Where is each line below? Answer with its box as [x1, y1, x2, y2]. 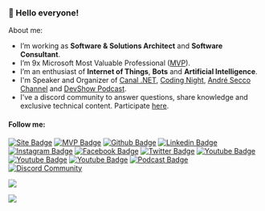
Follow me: [8, 119, 46, 129]
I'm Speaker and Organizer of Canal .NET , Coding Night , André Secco [19, 76, 251, 85]
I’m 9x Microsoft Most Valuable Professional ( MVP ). [19, 58, 191, 68]
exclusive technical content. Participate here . [19, 101, 169, 111]
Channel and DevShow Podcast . [19, 84, 127, 93]
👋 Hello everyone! [8, 7, 79, 19]
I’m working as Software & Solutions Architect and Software [19, 41, 223, 51]
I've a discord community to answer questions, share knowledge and [19, 93, 249, 102]
